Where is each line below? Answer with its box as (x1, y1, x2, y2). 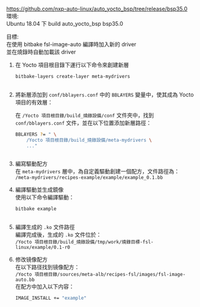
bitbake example (15, 206, 57, 212)
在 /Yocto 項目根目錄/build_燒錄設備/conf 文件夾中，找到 (15, 111, 154, 118)
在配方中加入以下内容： (15, 283, 74, 290)
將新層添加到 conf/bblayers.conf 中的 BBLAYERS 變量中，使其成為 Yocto (15, 91, 194, 98)
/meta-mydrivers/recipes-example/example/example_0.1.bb (15, 175, 163, 181)
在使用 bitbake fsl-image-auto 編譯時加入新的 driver (6, 41, 137, 48)
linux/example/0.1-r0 (15, 244, 70, 250)
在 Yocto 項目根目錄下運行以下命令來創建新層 (15, 61, 129, 68)
